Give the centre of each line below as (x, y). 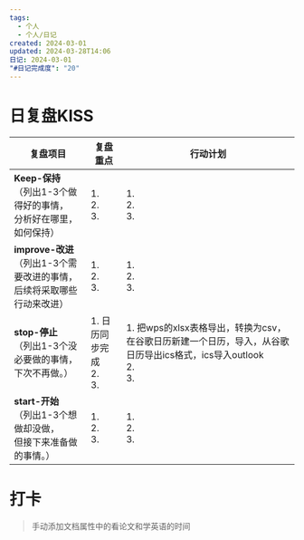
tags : (19, 18)
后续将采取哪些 (46, 290)
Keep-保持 (38, 178)
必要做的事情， (46, 359)
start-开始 (37, 401)
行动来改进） (42, 304)
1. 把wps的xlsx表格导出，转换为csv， (206, 327)
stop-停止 (36, 332)
